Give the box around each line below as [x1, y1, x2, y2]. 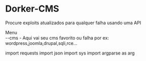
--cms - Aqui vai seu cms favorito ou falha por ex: [5, 35, 109, 41]
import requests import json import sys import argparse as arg [5, 50, 135, 56]
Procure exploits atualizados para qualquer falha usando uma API [5, 20, 141, 26]
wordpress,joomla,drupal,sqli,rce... [5, 40, 77, 46]
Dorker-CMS [5, 3, 60, 15]
